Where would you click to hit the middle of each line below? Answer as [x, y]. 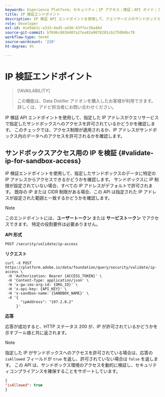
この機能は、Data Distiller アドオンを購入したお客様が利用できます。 [86, 101]
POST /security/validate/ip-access [41, 244]
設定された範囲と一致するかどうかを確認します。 [63, 198]
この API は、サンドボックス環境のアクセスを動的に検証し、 [75, 365]
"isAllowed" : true [24, 385]
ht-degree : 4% [20, 46]
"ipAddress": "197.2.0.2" [47, 302]
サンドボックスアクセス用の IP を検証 [61, 153]
